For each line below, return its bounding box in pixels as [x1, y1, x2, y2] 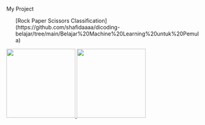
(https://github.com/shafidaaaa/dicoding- [15, 24, 121, 31]
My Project [6, 6, 34, 12]
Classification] [70, 17, 107, 24]
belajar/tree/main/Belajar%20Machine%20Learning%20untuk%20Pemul [15, 30, 199, 37]
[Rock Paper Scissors [15, 17, 70, 24]
